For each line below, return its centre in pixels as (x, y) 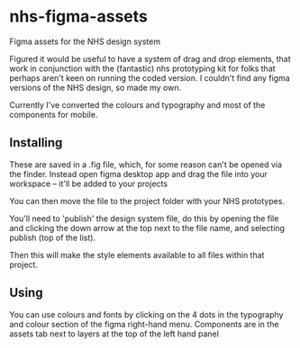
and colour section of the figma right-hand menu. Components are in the (144, 324)
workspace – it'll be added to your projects (89, 183)
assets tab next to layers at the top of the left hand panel (114, 334)
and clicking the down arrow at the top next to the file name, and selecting (147, 228)
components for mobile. (54, 114)
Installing (36, 143)
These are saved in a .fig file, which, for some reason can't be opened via (145, 165)
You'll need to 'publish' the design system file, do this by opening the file (144, 219)
